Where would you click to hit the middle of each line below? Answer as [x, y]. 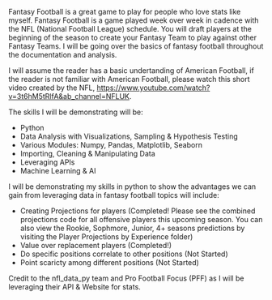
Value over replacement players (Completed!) [96, 245]
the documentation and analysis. [63, 55]
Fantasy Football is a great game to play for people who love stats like [125, 12]
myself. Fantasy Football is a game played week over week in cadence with [134, 20]
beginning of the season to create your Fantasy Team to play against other [133, 37]
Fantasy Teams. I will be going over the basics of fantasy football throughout [136, 46]
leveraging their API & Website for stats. [75, 287]
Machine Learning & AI [58, 171]
